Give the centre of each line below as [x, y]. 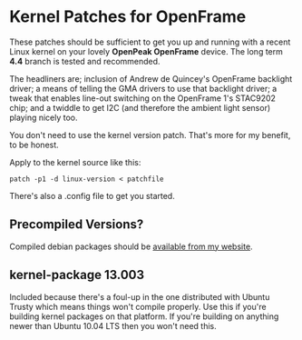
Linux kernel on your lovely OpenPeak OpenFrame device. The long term [146, 51]
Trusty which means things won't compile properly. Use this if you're [138, 306]
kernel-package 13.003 [77, 275]
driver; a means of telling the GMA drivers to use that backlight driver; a [143, 88]
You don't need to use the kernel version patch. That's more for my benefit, [150, 135]
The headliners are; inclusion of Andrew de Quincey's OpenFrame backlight [151, 78]
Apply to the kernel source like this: [75, 162]
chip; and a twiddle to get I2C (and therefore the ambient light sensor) [140, 107]
